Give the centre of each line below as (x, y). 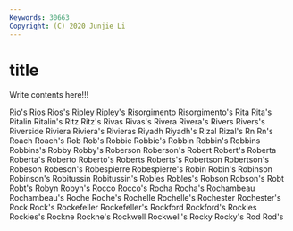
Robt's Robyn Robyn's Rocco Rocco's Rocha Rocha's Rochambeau (132, 188)
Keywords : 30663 (39, 17)
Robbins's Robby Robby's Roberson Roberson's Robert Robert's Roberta (143, 150)
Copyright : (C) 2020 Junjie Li (67, 26)
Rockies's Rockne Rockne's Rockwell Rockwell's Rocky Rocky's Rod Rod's (146, 217)
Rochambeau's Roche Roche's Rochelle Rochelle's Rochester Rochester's (145, 198)
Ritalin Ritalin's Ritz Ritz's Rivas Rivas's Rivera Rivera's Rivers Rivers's (137, 122)
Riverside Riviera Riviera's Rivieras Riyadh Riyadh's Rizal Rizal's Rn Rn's (142, 132)
